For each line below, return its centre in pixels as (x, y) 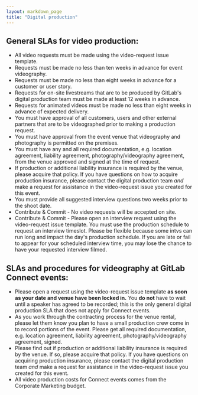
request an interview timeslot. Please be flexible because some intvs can (103, 231)
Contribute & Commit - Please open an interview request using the (95, 218)
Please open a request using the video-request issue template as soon (101, 292)
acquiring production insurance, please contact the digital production (99, 361)
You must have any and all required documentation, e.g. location (93, 149)
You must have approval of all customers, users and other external (95, 118)
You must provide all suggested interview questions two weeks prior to (101, 200)
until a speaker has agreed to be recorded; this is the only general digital (103, 304)
